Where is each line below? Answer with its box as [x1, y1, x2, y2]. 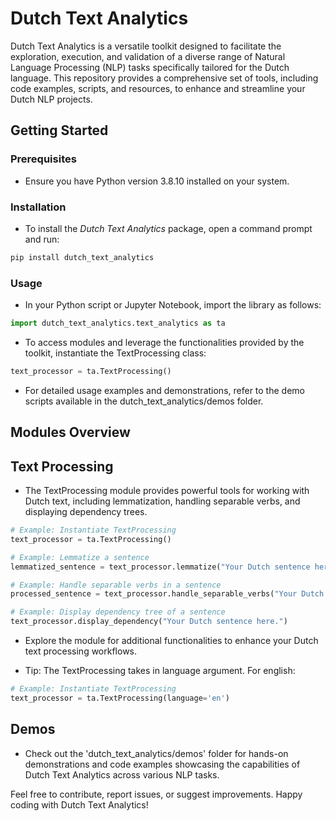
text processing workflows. [24, 645, 138, 657]
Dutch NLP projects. [10, 93, 93, 105]
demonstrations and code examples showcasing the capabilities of [24, 758, 301, 770]
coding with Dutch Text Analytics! [10, 798, 149, 811]
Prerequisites [10, 152, 77, 166]
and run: [24, 233, 60, 245]
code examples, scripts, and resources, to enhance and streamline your [10, 82, 306, 94]
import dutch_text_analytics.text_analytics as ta [10, 318, 226, 329]
